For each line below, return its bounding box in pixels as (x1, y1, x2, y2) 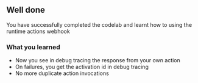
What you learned (6, 43, 61, 51)
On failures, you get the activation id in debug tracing (15, 63, 149, 71)
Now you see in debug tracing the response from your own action (15, 57, 181, 64)
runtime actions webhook (6, 27, 70, 35)
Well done (6, 5, 46, 15)
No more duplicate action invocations (15, 70, 110, 77)
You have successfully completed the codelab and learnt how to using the (6, 21, 193, 28)
